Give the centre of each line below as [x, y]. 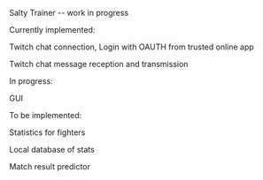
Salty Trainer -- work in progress [69, 13]
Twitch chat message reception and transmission [99, 64]
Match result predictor [50, 166]
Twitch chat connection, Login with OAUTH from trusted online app [131, 47]
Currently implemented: [52, 30]
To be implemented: [46, 115]
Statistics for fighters [47, 132]
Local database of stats [52, 150]
